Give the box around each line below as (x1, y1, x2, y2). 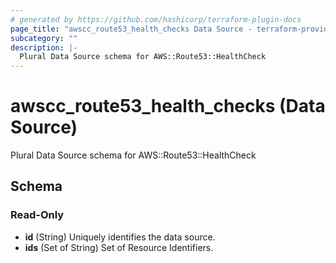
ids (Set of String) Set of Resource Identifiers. (24, 241, 214, 253)
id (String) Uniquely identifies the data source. (24, 231, 216, 243)
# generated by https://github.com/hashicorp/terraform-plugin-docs (10, 14, 302, 25)
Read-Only (10, 208, 65, 222)
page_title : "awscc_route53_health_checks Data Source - (10, 24, 253, 34)
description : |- (10, 42, 78, 53)
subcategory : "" (10, 33, 78, 43)
